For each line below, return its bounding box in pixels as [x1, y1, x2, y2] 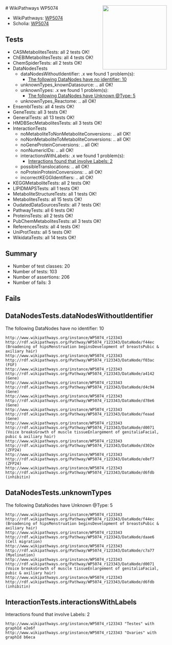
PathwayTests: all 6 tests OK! [12, 207, 74, 213]
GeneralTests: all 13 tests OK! [12, 114, 75, 120]
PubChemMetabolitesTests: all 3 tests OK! [12, 218, 101, 224]
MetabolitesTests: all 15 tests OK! [12, 196, 82, 202]
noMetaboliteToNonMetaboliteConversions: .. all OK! [20, 130, 131, 137]
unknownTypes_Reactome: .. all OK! [20, 98, 96, 104]
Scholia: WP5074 [12, 21, 49, 26]
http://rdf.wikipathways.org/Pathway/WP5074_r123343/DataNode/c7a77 [5, 548, 155, 553]
